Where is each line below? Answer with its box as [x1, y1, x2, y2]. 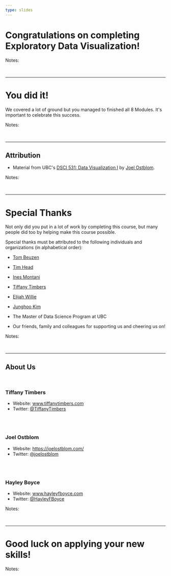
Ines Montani [12, 274, 40, 280]
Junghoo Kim [12, 304, 41, 310]
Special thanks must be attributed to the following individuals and [5, 239, 142, 245]
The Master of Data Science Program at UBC [12, 314, 107, 320]
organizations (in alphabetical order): [5, 244, 83, 251]
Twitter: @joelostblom [12, 451, 59, 457]
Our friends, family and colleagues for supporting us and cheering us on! [12, 323, 165, 330]
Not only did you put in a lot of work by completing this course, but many [5, 224, 158, 230]
